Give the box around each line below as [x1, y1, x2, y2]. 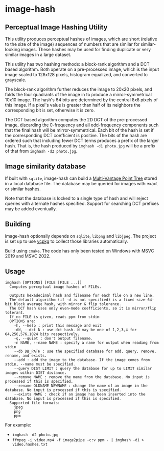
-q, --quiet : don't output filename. [14, 336, 93, 341]
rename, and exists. [5, 353, 47, 358]
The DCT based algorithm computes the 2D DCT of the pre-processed [5, 117, 148, 122]
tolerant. [5, 310, 25, 315]
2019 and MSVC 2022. [5, 253, 50, 259]
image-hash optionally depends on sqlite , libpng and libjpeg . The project [5, 233, 156, 239]
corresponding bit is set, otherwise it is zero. [5, 107, 95, 113]
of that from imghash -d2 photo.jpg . [5, 148, 77, 154]
